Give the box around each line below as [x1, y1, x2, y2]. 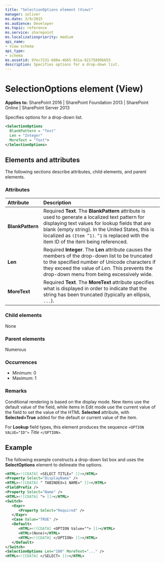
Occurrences [5, 359, 37, 366]
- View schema [5, 44, 34, 49]
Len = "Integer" [9, 133, 43, 138]
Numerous [5, 346, 27, 352]
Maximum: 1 [12, 375, 37, 381]
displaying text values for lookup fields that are [43, 219, 151, 226]
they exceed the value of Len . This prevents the [43, 264, 153, 271]
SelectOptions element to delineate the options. [5, 462, 103, 468]
